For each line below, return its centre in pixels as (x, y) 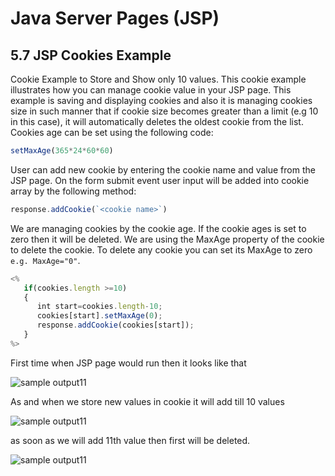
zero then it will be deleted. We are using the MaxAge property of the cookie (167, 239)
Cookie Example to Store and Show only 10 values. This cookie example (158, 79)
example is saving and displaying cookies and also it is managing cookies (161, 100)
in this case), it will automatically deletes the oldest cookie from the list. (157, 121)
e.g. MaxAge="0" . (45, 260)
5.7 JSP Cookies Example (91, 55)
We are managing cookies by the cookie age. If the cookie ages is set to (158, 228)
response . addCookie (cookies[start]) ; (115, 325)
